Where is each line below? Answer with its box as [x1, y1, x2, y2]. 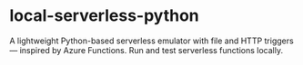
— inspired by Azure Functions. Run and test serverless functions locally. [9, 44, 284, 55]
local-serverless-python [9, 5, 200, 26]
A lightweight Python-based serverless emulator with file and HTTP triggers [9, 35, 294, 46]
